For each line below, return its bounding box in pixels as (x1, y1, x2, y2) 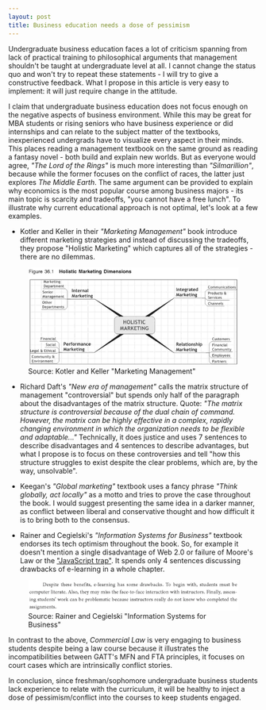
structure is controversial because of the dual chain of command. (19, 407, 236, 416)
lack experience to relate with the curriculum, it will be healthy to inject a (8, 685, 245, 694)
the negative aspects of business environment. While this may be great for (8, 109, 252, 119)
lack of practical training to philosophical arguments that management (8, 52, 237, 62)
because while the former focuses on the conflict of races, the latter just (8, 169, 245, 178)
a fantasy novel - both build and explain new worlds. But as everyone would (8, 152, 256, 162)
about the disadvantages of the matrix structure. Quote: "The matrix (19, 398, 243, 408)
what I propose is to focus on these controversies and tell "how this (19, 449, 241, 459)
